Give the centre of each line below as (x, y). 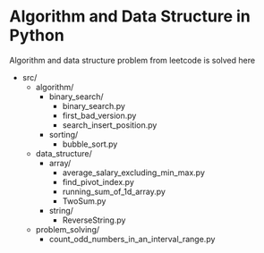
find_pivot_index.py (98, 181)
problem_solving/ (68, 229)
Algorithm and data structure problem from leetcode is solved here (132, 60)
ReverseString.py (94, 220)
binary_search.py (94, 105)
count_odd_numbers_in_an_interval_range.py (132, 239)
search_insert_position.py (110, 125)
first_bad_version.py (99, 115)
